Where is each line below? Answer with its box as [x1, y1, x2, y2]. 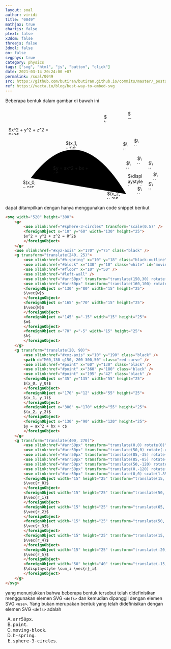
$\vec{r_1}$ [23, 495, 49, 500]
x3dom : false [5, 36, 33, 41]
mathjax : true [5, 21, 36, 27]
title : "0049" [5, 17, 36, 22]
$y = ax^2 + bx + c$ [23, 424, 67, 429]
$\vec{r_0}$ [23, 481, 49, 486]
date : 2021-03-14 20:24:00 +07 [5, 69, 72, 75]
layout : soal [5, 7, 33, 13]
